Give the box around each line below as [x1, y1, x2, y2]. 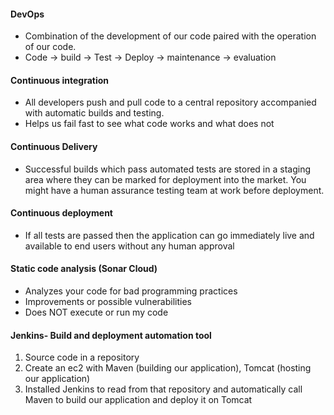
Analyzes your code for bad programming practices [24, 285, 238, 297]
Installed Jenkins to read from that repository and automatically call [24, 383, 303, 395]
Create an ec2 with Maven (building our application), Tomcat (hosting [24, 362, 312, 374]
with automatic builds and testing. [24, 107, 165, 119]
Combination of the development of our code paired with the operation [24, 30, 317, 42]
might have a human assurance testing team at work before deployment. [24, 184, 325, 196]
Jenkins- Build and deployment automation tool [10, 329, 212, 341]
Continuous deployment [10, 207, 113, 219]
